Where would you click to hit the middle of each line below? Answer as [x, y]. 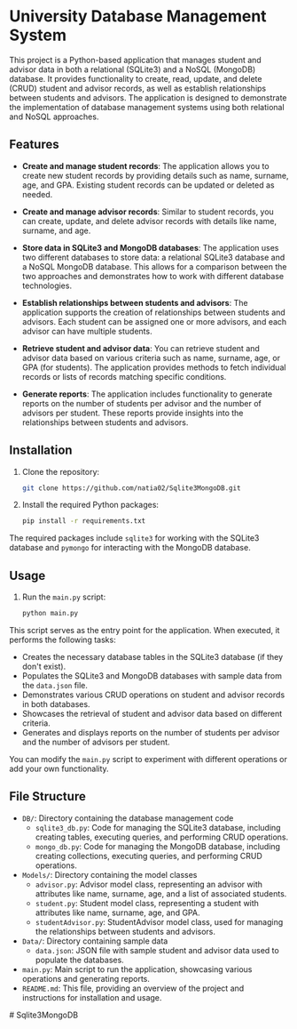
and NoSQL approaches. [54, 117]
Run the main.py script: [64, 597]
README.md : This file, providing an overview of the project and [133, 988]
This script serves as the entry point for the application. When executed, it [145, 630]
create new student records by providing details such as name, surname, [155, 175]
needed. [37, 194]
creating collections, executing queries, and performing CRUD [149, 856]
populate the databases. [79, 960]
